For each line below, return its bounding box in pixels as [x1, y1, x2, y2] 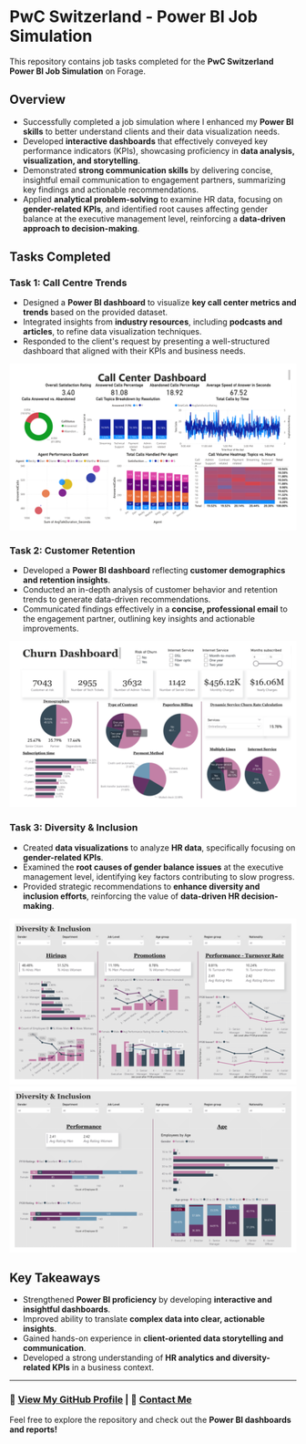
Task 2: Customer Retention [9, 544, 136, 557]
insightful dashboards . [22, 1304, 111, 1315]
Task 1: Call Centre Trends [9, 276, 127, 289]
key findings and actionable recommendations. [22, 184, 199, 195]
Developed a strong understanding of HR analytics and [22, 1352, 231, 1364]
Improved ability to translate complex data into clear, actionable [22, 1314, 266, 1325]
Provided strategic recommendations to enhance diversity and [22, 881, 260, 892]
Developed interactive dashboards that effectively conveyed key [22, 135, 269, 147]
